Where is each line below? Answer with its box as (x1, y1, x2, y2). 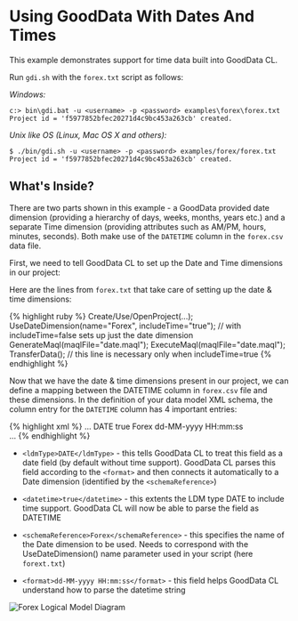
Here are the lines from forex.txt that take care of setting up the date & (9, 284, 272, 294)
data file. (9, 240, 42, 251)
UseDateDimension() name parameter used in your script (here (21, 548, 254, 559)
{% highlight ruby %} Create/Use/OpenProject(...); (9, 310, 194, 321)
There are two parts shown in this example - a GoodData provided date (9, 202, 270, 213)
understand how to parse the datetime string (21, 585, 186, 595)
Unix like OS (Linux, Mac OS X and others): (9, 129, 167, 140)
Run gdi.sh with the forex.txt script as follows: (9, 71, 184, 82)
